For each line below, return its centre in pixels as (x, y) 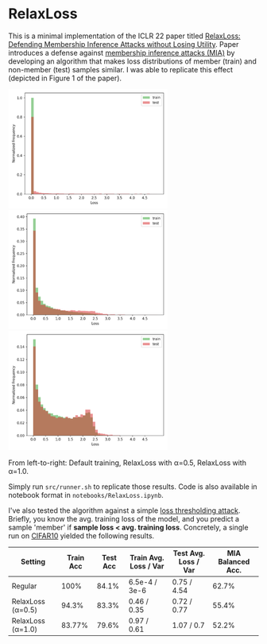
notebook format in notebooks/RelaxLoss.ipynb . (86, 495)
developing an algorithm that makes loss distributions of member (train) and (132, 61)
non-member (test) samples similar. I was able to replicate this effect (120, 69)
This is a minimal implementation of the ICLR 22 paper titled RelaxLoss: (124, 36)
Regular (24, 586)
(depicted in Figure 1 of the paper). (65, 78)
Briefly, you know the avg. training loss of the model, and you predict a (124, 518)
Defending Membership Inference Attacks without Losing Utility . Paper (124, 44)
